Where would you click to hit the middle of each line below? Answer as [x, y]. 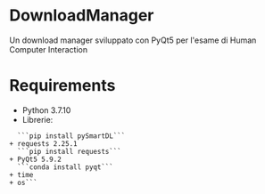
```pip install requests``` [70, 151]
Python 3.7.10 [46, 110]
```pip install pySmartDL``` [71, 136]
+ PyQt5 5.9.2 [36, 159]
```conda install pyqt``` [66, 167]
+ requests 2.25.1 [43, 143]
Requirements [62, 86]
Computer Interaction [48, 49]
